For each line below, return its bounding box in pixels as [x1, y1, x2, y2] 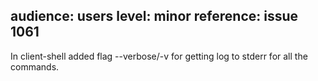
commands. [10, 60, 60, 73]
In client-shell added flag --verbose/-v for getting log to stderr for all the [10, 50, 308, 62]
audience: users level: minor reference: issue [10, 8, 299, 25]
